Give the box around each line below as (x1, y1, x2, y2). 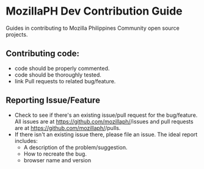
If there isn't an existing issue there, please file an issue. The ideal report (14, 131, 198, 138)
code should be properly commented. (14, 64, 110, 72)
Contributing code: (5, 49, 80, 59)
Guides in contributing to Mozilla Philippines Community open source (5, 24, 180, 32)
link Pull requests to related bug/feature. (14, 77, 116, 84)
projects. (5, 30, 28, 38)
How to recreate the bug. (23, 150, 87, 157)
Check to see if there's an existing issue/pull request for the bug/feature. (14, 111, 198, 119)
